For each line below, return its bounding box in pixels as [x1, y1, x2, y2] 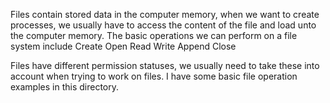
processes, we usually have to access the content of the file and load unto [10, 19, 317, 31]
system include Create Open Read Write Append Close [10, 40, 237, 52]
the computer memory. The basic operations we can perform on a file [10, 30, 298, 41]
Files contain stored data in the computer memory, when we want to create [10, 9, 320, 20]
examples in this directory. [10, 81, 120, 93]
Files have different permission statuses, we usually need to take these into [10, 60, 320, 71]
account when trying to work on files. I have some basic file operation [10, 70, 298, 82]
